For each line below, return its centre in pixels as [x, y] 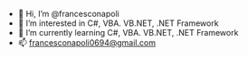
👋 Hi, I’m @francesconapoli [68, 14]
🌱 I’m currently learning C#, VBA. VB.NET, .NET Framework [128, 33]
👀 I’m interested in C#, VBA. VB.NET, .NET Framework [118, 23]
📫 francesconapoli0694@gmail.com [87, 43]
